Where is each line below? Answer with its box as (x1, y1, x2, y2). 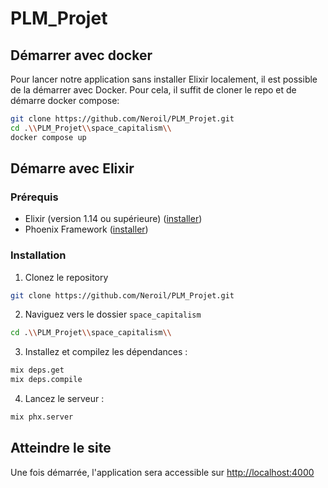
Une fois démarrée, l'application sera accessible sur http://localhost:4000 (10, 466, 315, 478)
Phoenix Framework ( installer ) (24, 223, 149, 236)
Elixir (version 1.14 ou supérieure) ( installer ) (24, 213, 203, 225)
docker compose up (10, 132, 87, 142)
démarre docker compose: (10, 95, 120, 106)
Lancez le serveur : (24, 393, 105, 405)
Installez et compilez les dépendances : (24, 346, 188, 358)
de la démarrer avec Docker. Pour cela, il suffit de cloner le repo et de (10, 84, 297, 96)
